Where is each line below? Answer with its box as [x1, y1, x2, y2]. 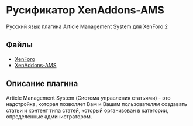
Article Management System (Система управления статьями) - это [6, 94, 171, 101]
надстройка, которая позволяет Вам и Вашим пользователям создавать [6, 100, 187, 107]
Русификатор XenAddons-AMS [6, 4, 165, 17]
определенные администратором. [6, 113, 92, 120]
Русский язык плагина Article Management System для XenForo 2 [6, 23, 168, 30]
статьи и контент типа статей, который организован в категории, [6, 107, 168, 114]
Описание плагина [6, 79, 78, 88]
